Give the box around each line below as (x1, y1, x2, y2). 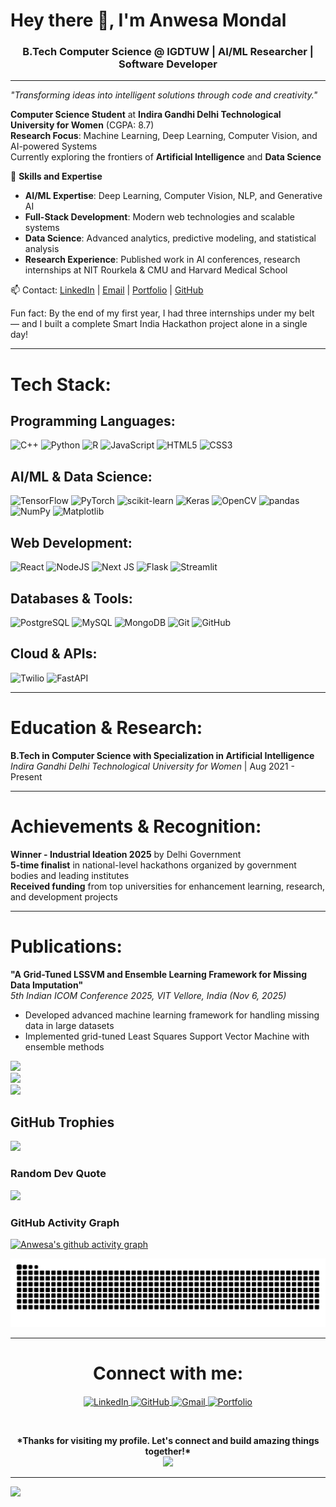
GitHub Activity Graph (10, 1215, 120, 1229)
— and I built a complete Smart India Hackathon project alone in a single (10, 318, 308, 330)
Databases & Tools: (10, 590, 133, 607)
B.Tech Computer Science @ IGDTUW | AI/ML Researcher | (22, 45, 314, 59)
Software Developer (118, 57, 218, 71)
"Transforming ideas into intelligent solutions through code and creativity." (10, 89, 318, 101)
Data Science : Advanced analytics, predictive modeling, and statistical (24, 232, 317, 244)
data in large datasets (24, 1019, 115, 1031)
